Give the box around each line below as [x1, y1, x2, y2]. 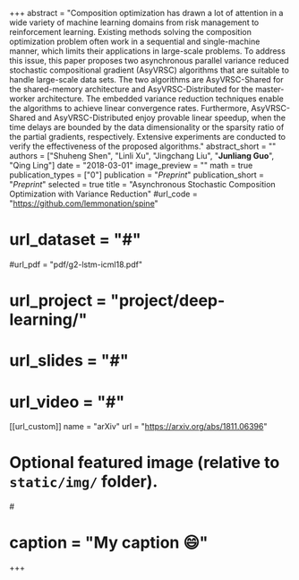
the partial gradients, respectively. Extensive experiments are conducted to [9, 132, 286, 142]
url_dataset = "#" [9, 229, 141, 250]
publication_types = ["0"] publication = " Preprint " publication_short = [9, 169, 265, 180]
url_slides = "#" [9, 351, 129, 371]
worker [9, 93, 36, 104]
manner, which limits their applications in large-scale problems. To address [9, 46, 286, 56]
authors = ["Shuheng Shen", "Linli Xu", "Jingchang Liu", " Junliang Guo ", [9, 151, 275, 160]
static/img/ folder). [9, 472, 158, 492]
